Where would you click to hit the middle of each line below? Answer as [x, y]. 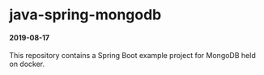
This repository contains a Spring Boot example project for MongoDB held [132, 56]
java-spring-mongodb [85, 15]
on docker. [27, 64]
